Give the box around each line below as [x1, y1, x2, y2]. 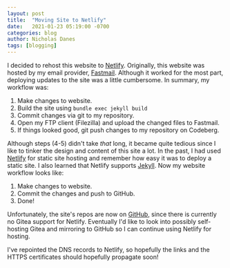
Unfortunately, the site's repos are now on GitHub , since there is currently [7, 210, 218, 218]
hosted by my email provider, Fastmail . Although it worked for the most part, [7, 68, 224, 77]
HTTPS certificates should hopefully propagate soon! [7, 253, 159, 261]
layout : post [7, 10, 45, 17]
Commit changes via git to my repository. [17, 111, 135, 119]
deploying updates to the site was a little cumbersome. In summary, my [7, 76, 210, 84]
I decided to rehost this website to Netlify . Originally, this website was [7, 61, 205, 69]
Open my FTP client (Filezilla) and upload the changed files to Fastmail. [17, 119, 220, 126]
